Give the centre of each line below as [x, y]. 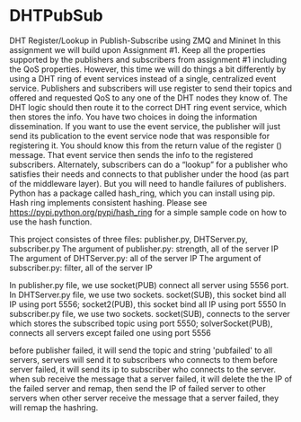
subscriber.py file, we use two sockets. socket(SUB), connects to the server [150, 313]
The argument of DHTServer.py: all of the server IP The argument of [136, 258]
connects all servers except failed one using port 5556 [110, 332]
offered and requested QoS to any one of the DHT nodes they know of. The [149, 97]
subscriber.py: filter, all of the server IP [81, 268]
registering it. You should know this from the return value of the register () [146, 145]
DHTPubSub [56, 16]
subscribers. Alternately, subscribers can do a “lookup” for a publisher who [149, 164]
